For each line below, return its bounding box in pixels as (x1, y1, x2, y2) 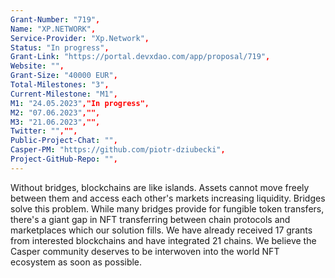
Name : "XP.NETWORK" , (10, 24, 97, 34)
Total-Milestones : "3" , (10, 80, 110, 90)
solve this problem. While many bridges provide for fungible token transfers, (10, 202, 325, 215)
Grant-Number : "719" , (10, 14, 101, 25)
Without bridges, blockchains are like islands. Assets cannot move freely (10, 181, 310, 193)
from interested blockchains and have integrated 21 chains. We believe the (10, 234, 317, 246)
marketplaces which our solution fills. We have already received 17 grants (10, 224, 313, 236)
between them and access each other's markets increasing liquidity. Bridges (10, 192, 326, 204)
